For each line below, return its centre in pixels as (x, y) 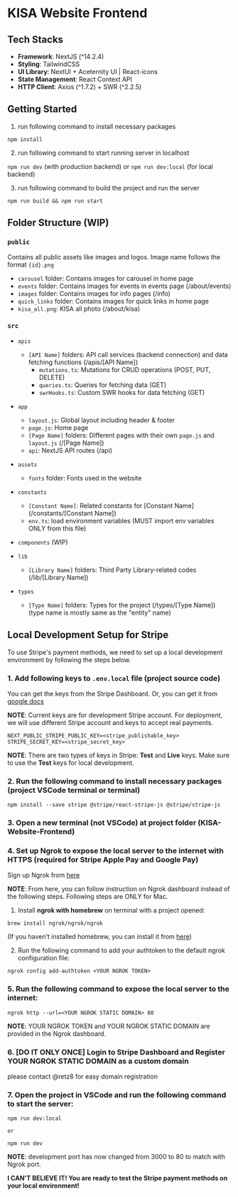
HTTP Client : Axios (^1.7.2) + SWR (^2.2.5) (80, 87)
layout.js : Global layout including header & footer (102, 420)
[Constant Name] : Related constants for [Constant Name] (111, 505)
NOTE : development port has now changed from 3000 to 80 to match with (116, 1157)
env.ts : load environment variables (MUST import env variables (121, 520)
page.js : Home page (58, 427)
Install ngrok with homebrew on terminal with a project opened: (111, 910)
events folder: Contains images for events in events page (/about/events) (124, 286)
